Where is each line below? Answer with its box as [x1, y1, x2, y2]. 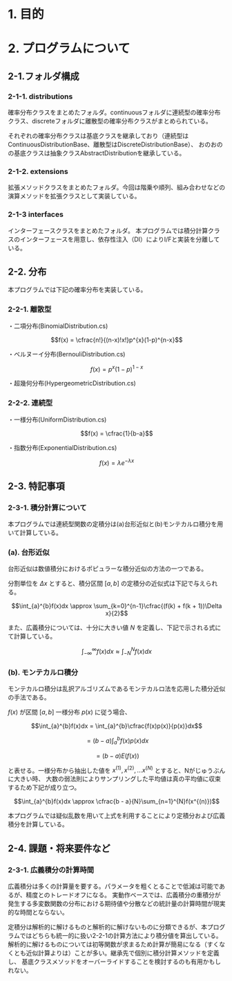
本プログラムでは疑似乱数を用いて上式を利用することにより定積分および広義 [8, 812, 225, 820]
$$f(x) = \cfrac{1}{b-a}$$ [80, 429, 153, 437]
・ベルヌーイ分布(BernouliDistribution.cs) [8, 349, 126, 358]
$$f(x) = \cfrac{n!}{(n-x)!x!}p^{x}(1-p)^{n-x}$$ [50, 336, 183, 344]
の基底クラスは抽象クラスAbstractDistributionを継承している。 [8, 149, 186, 157]
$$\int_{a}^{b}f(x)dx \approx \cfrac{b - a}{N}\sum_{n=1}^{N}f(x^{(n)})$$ [13, 797, 220, 806]
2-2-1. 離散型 [8, 304, 52, 314]
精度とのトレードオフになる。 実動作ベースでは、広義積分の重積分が [26, 890, 221, 898]
